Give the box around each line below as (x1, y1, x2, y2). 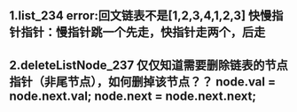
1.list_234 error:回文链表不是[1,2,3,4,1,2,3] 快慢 (9, 8, 272, 24)
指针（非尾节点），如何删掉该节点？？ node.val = (9, 74, 277, 89)
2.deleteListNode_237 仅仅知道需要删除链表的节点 (9, 57, 288, 72)
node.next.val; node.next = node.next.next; (9, 88, 257, 103)
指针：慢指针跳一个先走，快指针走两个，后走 (20, 25, 266, 40)
